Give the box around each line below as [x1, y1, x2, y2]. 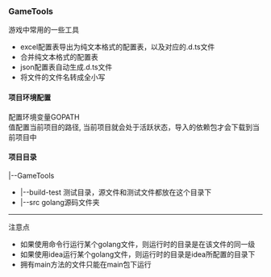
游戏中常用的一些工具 [8, 25, 79, 35]
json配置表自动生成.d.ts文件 [19, 62, 113, 72]
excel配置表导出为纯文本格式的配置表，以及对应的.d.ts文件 [19, 42, 215, 52]
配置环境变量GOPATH [8, 111, 80, 122]
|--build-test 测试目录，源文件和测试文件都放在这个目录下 [19, 187, 212, 197]
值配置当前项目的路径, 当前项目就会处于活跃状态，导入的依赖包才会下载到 [8, 122, 252, 132]
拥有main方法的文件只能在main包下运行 [19, 259, 152, 269]
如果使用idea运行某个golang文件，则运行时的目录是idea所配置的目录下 [19, 249, 256, 259]
